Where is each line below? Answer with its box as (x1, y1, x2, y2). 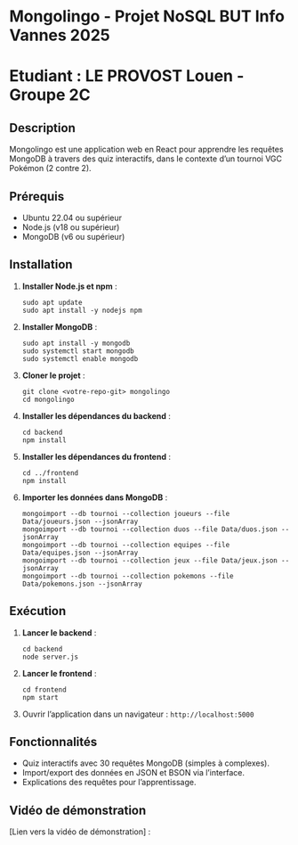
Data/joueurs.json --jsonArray (21, 517, 139, 526)
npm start (21, 693, 60, 701)
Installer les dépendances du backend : (21, 410, 172, 421)
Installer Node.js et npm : (21, 281, 117, 291)
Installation (9, 257, 73, 273)
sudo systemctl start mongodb (21, 346, 135, 356)
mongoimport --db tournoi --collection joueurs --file (21, 509, 230, 518)
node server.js (21, 652, 79, 661)
